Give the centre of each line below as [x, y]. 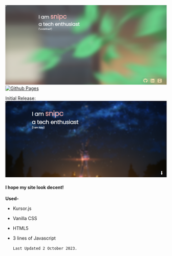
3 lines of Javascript [34, 238]
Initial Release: [20, 98]
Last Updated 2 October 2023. [45, 249]
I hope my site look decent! [35, 187]
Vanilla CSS [25, 218]
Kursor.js [22, 208]
